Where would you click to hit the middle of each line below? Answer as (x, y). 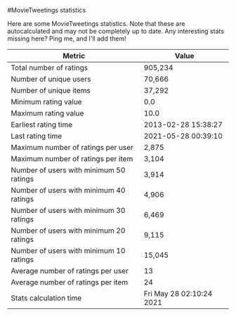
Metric (74, 56)
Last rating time (37, 136)
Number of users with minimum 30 (68, 211)
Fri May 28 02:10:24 (178, 294)
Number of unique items (51, 90)
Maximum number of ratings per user (72, 147)
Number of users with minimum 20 (68, 231)
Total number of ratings (50, 68)
